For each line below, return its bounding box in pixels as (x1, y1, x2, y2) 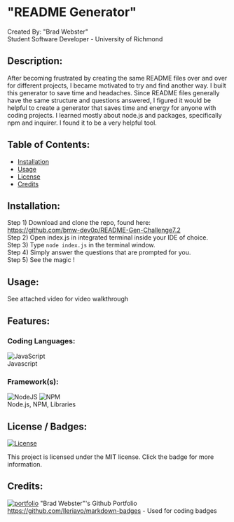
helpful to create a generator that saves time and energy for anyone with (7, 103, 216, 112)
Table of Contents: (7, 139, 90, 151)
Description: (7, 55, 63, 67)
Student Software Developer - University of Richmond (7, 34, 163, 43)
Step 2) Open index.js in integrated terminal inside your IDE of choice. (7, 233, 209, 242)
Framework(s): (7, 376, 59, 386)
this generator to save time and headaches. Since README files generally (7, 88, 220, 97)
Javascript (7, 359, 38, 368)
